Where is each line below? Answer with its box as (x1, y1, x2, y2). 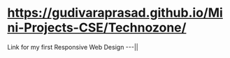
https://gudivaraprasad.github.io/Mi (7, 5, 224, 21)
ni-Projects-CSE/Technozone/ (7, 20, 187, 36)
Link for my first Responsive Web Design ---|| (7, 43, 138, 51)
